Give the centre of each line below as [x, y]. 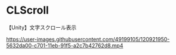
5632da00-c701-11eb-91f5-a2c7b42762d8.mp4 [65, 46]
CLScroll [28, 10]
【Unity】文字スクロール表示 [41, 27]
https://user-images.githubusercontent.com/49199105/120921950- [88, 39]
